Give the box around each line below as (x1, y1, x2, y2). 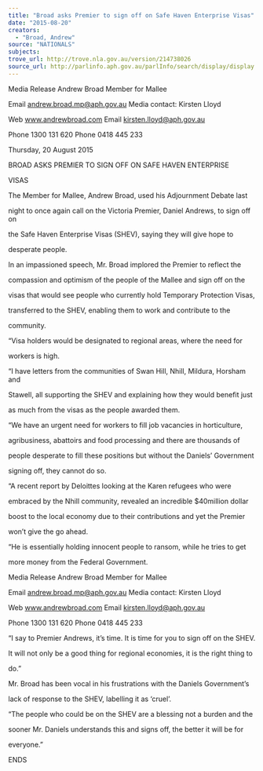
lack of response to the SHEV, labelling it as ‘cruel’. (8, 694, 172, 703)
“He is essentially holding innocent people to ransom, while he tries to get (8, 542, 247, 551)
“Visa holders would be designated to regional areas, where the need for (8, 335, 243, 345)
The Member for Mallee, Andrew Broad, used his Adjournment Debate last (8, 190, 248, 200)
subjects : (8, 48, 41, 56)
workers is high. (8, 351, 60, 360)
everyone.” (8, 740, 43, 749)
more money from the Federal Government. (8, 557, 148, 566)
